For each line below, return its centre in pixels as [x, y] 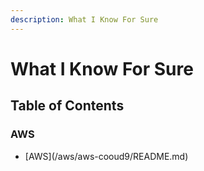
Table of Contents [67, 106]
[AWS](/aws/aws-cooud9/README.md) [106, 156]
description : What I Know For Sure [84, 19]
